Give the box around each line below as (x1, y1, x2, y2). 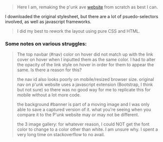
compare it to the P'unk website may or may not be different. (17, 112, 139, 118)
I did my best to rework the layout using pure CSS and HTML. (17, 28, 141, 34)
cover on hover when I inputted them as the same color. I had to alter (17, 57, 156, 62)
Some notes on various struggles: (5, 40, 87, 47)
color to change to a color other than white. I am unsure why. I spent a (17, 126, 158, 132)
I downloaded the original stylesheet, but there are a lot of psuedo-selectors (5, 14, 159, 19)
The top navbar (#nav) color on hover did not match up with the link (17, 51, 153, 58)
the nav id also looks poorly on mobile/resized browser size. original (17, 77, 154, 82)
